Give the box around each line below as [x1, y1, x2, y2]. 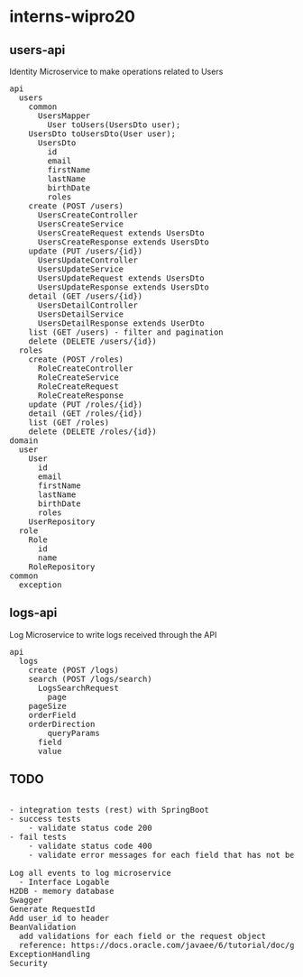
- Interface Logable [18, 877, 110, 887]
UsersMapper [37, 111, 91, 121]
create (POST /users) [28, 201, 124, 211]
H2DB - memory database [9, 886, 115, 896]
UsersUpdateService [37, 264, 124, 274]
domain [9, 436, 39, 446]
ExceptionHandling [9, 949, 91, 959]
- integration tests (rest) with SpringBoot [9, 805, 210, 815]
